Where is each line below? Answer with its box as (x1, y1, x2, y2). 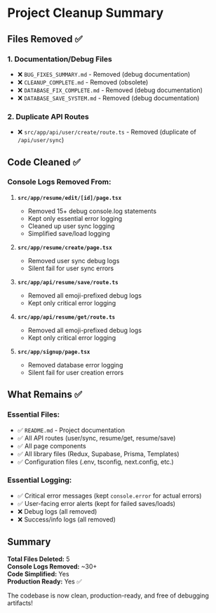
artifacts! (7, 598, 34, 607)
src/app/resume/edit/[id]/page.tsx (17, 194, 122, 201)
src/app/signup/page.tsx (17, 348, 90, 355)
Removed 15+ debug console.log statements (27, 206, 156, 215)
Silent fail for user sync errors (27, 264, 114, 272)
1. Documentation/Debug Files (7, 54, 112, 64)
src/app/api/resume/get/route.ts (17, 313, 116, 321)
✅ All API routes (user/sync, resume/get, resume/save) (17, 434, 176, 442)
